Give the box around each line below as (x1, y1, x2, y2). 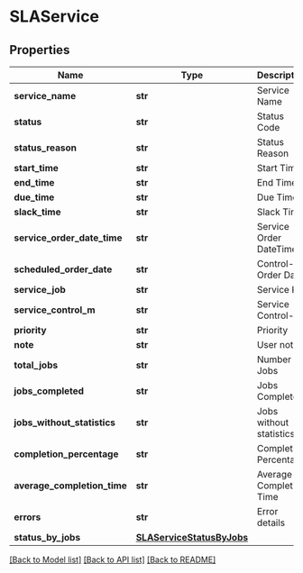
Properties (9, 42, 70, 58)
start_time (14, 162, 59, 174)
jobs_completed (14, 385, 84, 397)
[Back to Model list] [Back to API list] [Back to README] (9, 554, 216, 565)
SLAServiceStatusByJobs (135, 532, 249, 543)
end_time (14, 177, 55, 188)
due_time (14, 191, 55, 204)
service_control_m (14, 304, 96, 316)
